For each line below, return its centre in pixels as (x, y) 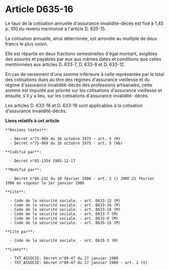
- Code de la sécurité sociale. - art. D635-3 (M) (64, 240)
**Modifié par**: (23, 170)
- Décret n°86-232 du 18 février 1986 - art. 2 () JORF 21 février (82, 178)
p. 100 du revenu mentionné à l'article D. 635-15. (55, 28)
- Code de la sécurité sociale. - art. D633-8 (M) (64, 218)
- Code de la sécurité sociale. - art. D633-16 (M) (65, 205)
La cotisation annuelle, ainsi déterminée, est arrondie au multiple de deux (81, 38)
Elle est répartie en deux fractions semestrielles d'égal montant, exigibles (81, 54)
